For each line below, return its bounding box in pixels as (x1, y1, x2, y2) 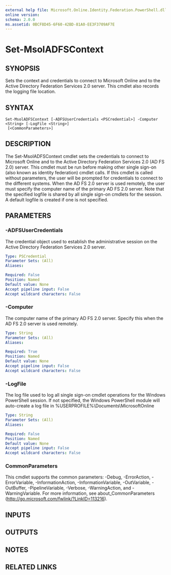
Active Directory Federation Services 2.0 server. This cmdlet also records (5, 83, 159, 89)
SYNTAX (5, 103, 34, 112)
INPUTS (5, 511, 31, 519)
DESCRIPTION (5, 140, 51, 148)
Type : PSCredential (5, 254, 47, 259)
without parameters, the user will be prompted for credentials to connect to (5, 175, 163, 181)
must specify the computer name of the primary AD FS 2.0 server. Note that (5, 186, 164, 192)
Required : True (5, 349, 38, 354)
